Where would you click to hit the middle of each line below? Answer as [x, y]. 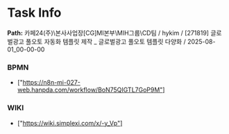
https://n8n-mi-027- [52, 83]
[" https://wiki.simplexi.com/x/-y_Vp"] [70, 123]
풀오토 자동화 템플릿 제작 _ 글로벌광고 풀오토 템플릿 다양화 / [105, 41]
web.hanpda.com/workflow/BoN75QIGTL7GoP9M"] [91, 90]
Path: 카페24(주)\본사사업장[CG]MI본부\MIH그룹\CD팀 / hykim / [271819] [108, 33]
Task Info [34, 13]
